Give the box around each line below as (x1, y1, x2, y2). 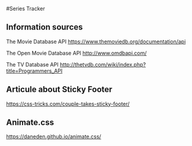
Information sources (6, 22, 83, 32)
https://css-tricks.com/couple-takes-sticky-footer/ (6, 100, 130, 107)
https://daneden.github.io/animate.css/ (6, 133, 102, 140)
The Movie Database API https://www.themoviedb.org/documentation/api (6, 38, 186, 45)
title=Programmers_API (6, 67, 63, 74)
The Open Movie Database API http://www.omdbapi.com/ (6, 49, 147, 56)
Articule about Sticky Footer (6, 84, 113, 94)
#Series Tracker (6, 5, 46, 12)
